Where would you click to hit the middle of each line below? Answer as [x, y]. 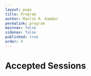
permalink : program [25, 23]
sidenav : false [21, 32]
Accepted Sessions [45, 65]
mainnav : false [21, 28]
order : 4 [14, 42]
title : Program [21, 14]
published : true [22, 37]
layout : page [18, 10]
